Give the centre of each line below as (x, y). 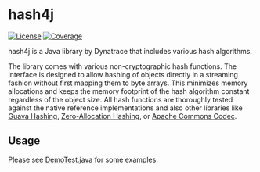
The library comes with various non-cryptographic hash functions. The (123, 66)
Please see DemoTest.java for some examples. (83, 159)
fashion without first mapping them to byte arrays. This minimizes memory (128, 83)
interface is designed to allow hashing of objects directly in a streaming (123, 74)
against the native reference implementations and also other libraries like (125, 108)
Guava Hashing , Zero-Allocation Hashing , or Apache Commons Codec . (123, 116)
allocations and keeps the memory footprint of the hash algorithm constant (129, 91)
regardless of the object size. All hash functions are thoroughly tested (121, 99)
